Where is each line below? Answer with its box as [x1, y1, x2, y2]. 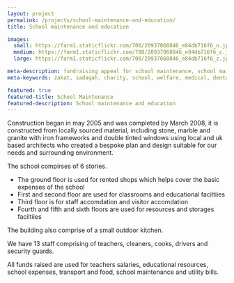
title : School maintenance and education [7, 23, 130, 30]
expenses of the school [17, 183, 85, 192]
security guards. [7, 247, 54, 255]
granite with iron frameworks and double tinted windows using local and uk [7, 134, 223, 142]
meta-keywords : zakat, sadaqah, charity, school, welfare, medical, [7, 74, 210, 81]
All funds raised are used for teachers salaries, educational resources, [7, 261, 209, 269]
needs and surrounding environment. [7, 148, 114, 157]
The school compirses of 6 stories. [7, 162, 107, 171]
